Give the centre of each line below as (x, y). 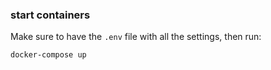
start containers (50, 15)
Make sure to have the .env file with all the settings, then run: (136, 37)
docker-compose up (48, 55)
